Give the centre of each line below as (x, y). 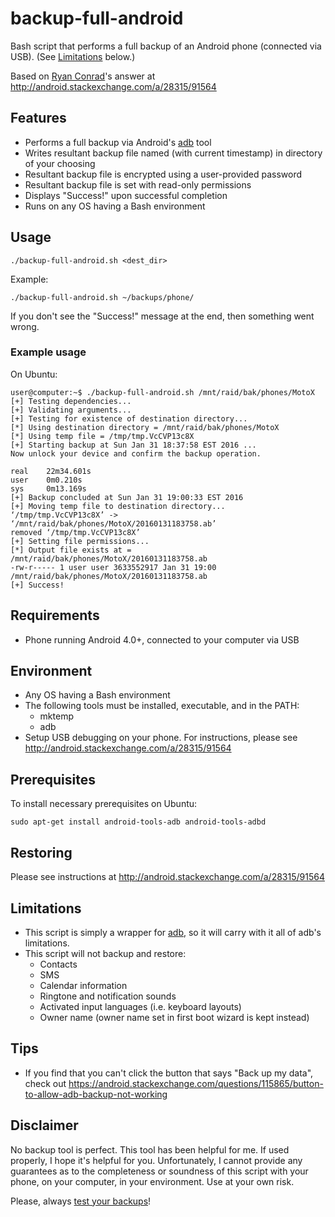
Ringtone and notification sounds (108, 996)
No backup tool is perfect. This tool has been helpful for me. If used (150, 1149)
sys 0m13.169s (48, 488)
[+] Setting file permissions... (80, 541)
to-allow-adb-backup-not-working (96, 1094)
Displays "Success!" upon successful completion (126, 195)
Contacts (58, 964)
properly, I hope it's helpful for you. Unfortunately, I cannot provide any (156, 1160)
